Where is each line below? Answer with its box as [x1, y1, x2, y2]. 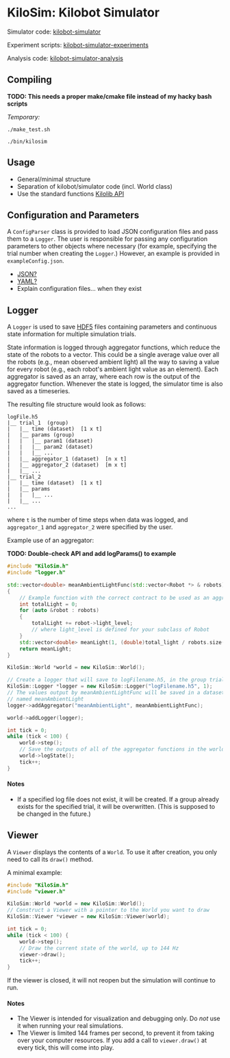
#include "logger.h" [7, 569, 66, 576]
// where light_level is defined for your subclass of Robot [31, 626, 210, 633]
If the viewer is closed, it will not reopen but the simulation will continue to [7, 976, 216, 985]
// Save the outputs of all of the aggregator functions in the [19, 746, 207, 753]
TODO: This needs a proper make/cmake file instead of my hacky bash [7, 92, 212, 100]
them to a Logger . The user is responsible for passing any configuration [7, 235, 208, 243]
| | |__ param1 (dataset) [7, 438, 94, 445]
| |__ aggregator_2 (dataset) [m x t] [7, 462, 127, 469]
